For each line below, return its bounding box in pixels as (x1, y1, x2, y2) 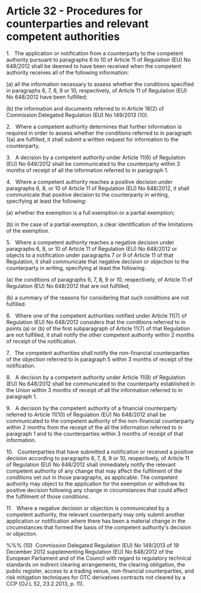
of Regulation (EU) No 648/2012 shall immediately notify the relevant (6, 461, 176, 468)
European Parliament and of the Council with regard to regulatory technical (6, 555, 192, 562)
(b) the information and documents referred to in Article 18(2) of (6, 105, 164, 112)
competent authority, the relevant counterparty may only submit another (6, 511, 185, 518)
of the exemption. (6, 227, 50, 234)
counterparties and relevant (6, 17, 149, 31)
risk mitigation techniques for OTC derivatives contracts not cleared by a (6, 573, 186, 581)
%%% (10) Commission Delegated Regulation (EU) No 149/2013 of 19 (6, 541, 179, 548)
